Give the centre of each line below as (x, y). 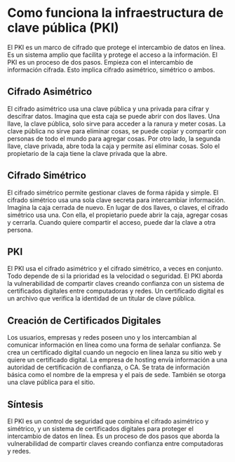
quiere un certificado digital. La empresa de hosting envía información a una (117, 360)
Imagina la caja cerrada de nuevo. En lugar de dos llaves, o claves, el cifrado (118, 207)
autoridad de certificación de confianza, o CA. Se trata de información (109, 367)
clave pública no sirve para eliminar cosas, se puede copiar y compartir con (117, 131)
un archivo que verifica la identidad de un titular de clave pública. (102, 298)
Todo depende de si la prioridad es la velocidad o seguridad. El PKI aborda (115, 276)
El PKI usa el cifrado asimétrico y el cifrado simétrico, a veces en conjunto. (115, 269)
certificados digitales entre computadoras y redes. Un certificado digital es (116, 291)
